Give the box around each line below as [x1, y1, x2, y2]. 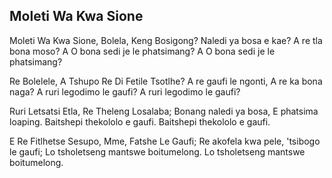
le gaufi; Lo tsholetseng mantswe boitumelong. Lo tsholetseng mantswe [9, 145, 306, 158]
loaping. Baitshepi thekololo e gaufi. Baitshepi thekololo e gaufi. [9, 115, 271, 128]
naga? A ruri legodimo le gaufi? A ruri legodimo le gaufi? [9, 85, 241, 98]
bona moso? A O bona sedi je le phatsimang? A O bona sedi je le [9, 45, 276, 57]
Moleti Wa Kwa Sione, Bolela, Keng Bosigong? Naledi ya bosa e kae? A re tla [9, 34, 323, 46]
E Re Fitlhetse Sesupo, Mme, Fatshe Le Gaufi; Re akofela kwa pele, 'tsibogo [9, 135, 321, 147]
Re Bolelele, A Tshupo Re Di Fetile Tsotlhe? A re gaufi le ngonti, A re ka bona [9, 75, 323, 87]
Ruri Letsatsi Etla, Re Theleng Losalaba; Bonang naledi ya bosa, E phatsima [9, 105, 319, 117]
